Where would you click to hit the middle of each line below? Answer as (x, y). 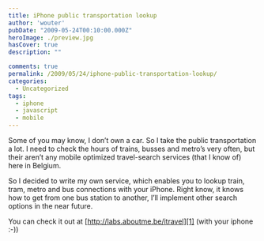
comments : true (33, 67)
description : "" (35, 52)
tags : (17, 96)
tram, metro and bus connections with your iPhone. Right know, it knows (126, 189)
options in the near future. (51, 206)
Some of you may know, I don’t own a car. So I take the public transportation (132, 140)
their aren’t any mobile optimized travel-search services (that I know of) (125, 157)
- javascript (37, 111)
